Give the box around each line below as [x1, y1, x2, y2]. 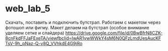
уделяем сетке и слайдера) [5, 30, 64, 36]
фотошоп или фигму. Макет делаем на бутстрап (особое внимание [5, 24, 149, 30]
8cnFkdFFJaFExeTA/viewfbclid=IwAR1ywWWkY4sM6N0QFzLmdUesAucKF [5, 35, 161, 41]
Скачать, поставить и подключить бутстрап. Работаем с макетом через [5, 19, 161, 25]
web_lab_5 [5, 3, 50, 14]
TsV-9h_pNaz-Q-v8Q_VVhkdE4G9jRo [5, 40, 83, 46]
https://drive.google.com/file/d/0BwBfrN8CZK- [65, 30, 162, 36]
